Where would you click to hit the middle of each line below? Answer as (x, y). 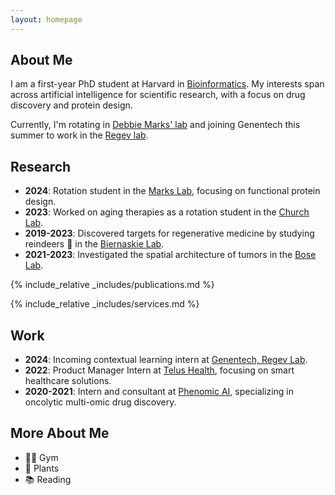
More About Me (60, 433)
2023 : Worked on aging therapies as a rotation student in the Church (167, 212)
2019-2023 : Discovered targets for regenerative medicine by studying (169, 233)
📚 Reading (48, 479)
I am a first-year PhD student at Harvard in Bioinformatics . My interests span (167, 84)
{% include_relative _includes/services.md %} (105, 304)
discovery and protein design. (71, 105)
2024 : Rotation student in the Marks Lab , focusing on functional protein (172, 191)
